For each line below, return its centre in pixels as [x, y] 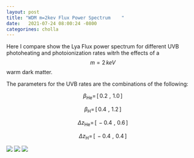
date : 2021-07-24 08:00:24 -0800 [52, 23]
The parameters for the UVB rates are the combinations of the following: [97, 84]
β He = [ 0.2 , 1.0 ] [103, 97]
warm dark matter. [30, 72]
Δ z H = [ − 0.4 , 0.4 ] [103, 137]
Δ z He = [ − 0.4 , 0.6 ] [103, 123]
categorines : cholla [33, 29]
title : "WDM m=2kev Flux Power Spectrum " [65, 18]
